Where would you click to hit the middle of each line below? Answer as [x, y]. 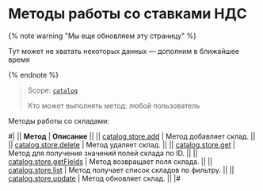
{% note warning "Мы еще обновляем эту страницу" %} [102, 36]
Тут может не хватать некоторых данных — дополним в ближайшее [124, 51]
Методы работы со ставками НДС [128, 14]
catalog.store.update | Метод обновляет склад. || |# [94, 178]
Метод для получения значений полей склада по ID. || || [103, 153]
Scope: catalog [53, 90]
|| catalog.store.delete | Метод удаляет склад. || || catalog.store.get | [122, 144]
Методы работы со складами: [59, 120]
